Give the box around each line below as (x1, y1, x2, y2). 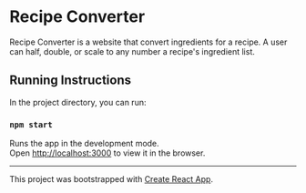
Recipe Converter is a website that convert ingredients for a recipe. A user (9, 36, 288, 47)
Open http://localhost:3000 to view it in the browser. (9, 147, 206, 158)
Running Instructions (9, 73, 132, 88)
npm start (9, 119, 53, 129)
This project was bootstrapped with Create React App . (9, 174, 214, 185)
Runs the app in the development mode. (9, 138, 159, 149)
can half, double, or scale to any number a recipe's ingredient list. (9, 46, 255, 56)
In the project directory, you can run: (9, 96, 147, 107)
